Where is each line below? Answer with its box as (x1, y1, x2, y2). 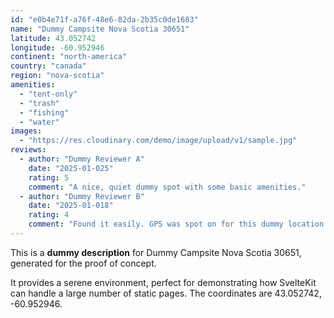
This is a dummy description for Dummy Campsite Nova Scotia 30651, (10, 246, 302, 258)
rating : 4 (28, 210, 70, 220)
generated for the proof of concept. (10, 257, 157, 269)
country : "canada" (10, 61, 87, 71)
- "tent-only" (19, 89, 78, 99)
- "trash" (19, 98, 60, 108)
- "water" (19, 117, 60, 127)
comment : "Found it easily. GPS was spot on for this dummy (28, 219, 284, 230)
